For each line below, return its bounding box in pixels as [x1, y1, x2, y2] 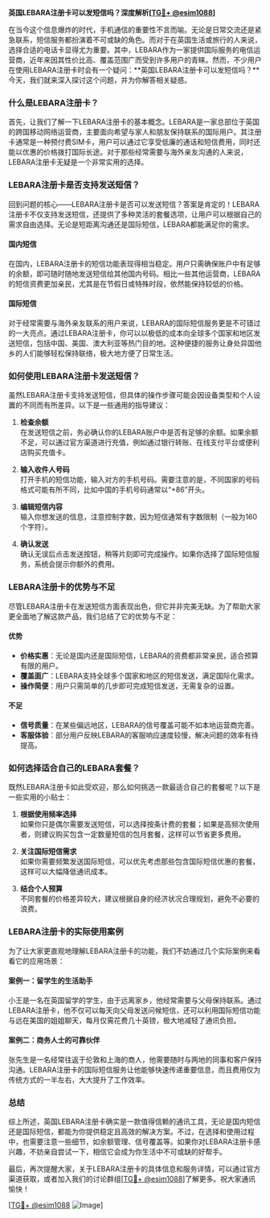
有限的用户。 [19, 660, 63, 671]
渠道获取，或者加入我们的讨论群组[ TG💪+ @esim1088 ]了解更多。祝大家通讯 [8, 1175, 256, 1184]
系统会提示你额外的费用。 [34, 559, 119, 569]
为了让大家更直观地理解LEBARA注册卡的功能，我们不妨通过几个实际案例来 [8, 946, 254, 956]
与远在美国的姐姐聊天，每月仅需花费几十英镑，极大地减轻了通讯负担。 [8, 1015, 241, 1025]
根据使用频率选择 [19, 809, 77, 820]
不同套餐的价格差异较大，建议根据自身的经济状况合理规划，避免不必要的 [19, 894, 260, 904]
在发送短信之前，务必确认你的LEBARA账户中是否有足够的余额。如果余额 [19, 427, 259, 437]
